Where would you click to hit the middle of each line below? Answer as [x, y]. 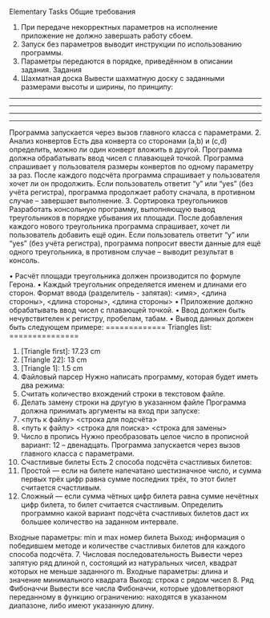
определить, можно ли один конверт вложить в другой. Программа [126, 149]
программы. [42, 53]
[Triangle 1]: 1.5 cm [52, 368]
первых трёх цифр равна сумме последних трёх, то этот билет [129, 479]
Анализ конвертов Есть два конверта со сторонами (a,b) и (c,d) [118, 141]
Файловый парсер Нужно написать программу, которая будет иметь [139, 377]
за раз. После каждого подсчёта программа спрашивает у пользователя [135, 175]
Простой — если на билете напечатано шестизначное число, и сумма [141, 470]
